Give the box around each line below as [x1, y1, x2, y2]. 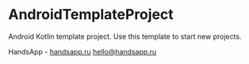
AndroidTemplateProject [8, 6, 174, 24]
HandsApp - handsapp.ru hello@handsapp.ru [8, 47, 157, 56]
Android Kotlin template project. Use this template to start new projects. [8, 32, 242, 41]
